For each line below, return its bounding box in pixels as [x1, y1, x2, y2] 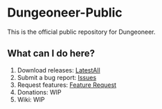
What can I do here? [7, 48, 96, 59]
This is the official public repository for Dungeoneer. [7, 28, 156, 36]
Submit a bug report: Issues [17, 73, 97, 81]
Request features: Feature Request [17, 81, 116, 89]
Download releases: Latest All [17, 66, 100, 74]
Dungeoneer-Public [7, 5, 123, 21]
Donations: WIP [17, 88, 62, 96]
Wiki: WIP [17, 95, 45, 103]
